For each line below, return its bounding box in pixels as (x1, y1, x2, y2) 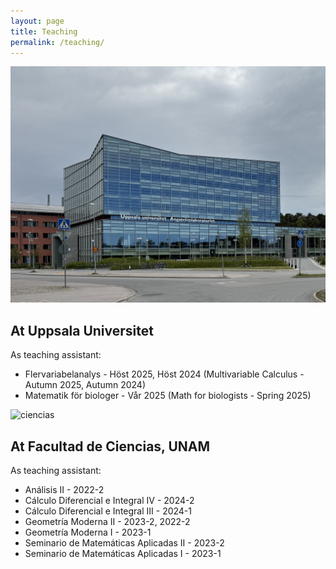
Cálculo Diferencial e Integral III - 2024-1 (24, 505, 192, 517)
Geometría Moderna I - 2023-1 (24, 526, 152, 538)
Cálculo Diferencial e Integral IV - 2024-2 (24, 495, 195, 506)
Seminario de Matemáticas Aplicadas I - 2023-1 (24, 548, 222, 559)
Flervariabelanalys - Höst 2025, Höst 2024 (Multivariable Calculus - (24, 368, 305, 380)
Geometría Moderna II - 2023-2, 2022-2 (24, 516, 191, 527)
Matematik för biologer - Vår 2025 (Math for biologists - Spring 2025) (24, 390, 312, 402)
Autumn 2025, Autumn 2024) (24, 379, 146, 391)
